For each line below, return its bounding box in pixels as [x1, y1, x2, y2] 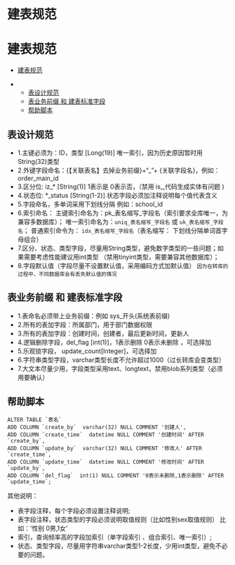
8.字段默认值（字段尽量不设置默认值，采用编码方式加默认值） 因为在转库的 [17, 261, 229, 269]
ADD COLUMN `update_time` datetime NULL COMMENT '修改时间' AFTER [7, 458, 205, 465]
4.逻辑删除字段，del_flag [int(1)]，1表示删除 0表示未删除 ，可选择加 [17, 338, 212, 346]
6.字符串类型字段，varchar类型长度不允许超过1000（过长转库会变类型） [17, 355, 226, 364]
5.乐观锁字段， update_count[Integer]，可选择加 [17, 346, 157, 355]
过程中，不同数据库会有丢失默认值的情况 [17, 270, 117, 278]
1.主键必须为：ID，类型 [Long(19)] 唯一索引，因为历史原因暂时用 [17, 148, 203, 157]
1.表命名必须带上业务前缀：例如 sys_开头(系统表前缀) [17, 311, 170, 320]
